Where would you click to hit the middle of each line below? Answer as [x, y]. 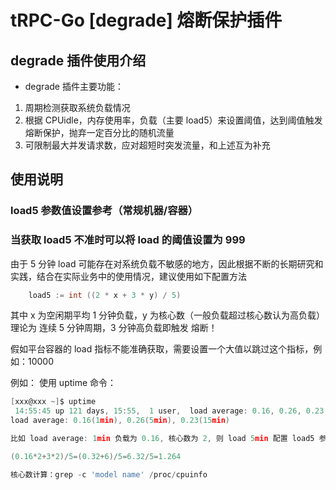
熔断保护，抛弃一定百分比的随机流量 [99, 132]
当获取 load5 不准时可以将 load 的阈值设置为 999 [128, 240]
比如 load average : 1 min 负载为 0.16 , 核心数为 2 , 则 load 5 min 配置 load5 [162, 439]
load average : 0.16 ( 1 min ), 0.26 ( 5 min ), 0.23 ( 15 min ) [120, 421]
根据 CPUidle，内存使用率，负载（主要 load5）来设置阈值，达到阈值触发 [173, 120]
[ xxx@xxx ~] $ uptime [53, 402]
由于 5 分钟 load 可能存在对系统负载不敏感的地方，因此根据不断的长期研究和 [167, 263]
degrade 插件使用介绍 [78, 60]
